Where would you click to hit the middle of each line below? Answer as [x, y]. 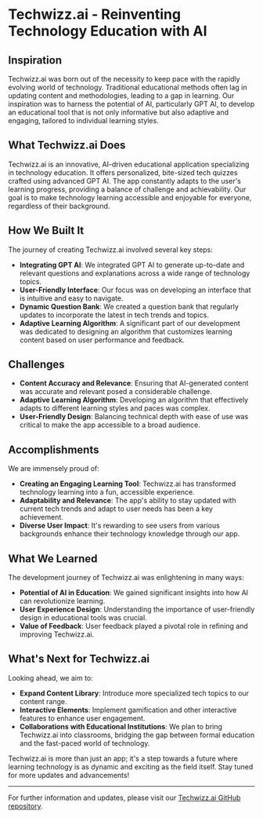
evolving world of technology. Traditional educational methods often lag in [128, 87]
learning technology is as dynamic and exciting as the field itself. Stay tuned [131, 766]
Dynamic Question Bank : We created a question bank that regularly [129, 306]
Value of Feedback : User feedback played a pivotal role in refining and [133, 626]
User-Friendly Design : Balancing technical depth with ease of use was [134, 417]
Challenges [36, 365]
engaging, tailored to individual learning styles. [83, 121]
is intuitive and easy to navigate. [71, 298]
